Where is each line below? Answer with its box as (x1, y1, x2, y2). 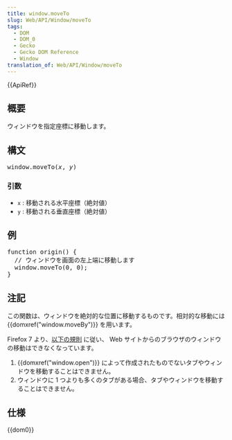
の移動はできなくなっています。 (7, 344, 98, 352)
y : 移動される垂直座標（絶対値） (17, 207, 111, 215)
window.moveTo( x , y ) (7, 164, 78, 171)
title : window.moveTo (7, 10, 70, 17)
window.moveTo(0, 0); (14, 264, 88, 272)
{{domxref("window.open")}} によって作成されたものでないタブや (17, 358, 204, 367)
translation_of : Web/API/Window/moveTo (7, 62, 123, 69)
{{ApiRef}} (7, 80, 37, 89)
